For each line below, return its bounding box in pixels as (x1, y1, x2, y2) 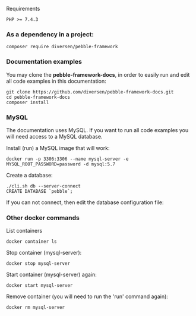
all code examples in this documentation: (6, 77, 107, 85)
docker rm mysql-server (6, 305, 65, 311)
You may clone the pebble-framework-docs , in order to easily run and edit (6, 71, 190, 78)
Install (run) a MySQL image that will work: (6, 144, 110, 151)
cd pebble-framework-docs (6, 94, 70, 100)
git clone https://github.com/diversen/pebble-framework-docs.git (6, 89, 174, 95)
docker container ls (6, 239, 58, 245)
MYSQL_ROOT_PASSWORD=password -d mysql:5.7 (6, 161, 116, 167)
